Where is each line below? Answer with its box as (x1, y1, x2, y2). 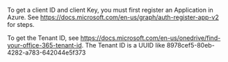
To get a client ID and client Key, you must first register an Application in (7, 6, 213, 14)
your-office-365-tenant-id (7, 41, 82, 49)
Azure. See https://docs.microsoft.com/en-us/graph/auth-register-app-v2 (7, 13, 219, 21)
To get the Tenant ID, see (7, 34, 79, 42)
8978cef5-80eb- (166, 41, 215, 49)
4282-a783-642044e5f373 (7, 48, 86, 56)
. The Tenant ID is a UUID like (81, 41, 165, 49)
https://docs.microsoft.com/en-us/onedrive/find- (80, 34, 221, 42)
